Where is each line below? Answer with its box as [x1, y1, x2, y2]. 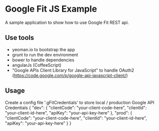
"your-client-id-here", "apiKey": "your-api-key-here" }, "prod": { [5, 110, 132, 115]
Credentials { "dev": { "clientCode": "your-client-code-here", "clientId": [5, 105, 147, 111]
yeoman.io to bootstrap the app [12, 46, 75, 52]
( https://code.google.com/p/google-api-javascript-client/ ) [12, 72, 128, 78]
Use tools [5, 34, 34, 42]
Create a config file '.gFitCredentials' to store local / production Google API [5, 99, 155, 105]
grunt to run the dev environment [12, 52, 79, 57]
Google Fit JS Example [5, 3, 97, 15]
